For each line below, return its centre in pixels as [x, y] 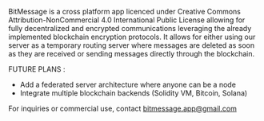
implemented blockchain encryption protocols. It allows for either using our [132, 37]
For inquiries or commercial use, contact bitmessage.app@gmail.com [123, 108]
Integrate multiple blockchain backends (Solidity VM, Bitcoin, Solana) [134, 93]
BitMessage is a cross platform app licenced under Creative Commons [125, 12]
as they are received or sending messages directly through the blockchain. [131, 54]
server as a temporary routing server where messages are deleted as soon [131, 45]
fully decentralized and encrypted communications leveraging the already [130, 28]
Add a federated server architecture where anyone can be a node [128, 84]
